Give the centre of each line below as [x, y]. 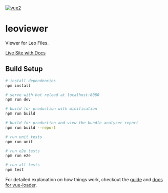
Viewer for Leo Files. [27, 43]
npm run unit [19, 142]
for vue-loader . [21, 185]
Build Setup [24, 69]
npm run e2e [18, 156]
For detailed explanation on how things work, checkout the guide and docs [84, 179]
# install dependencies [31, 81]
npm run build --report [31, 128]
